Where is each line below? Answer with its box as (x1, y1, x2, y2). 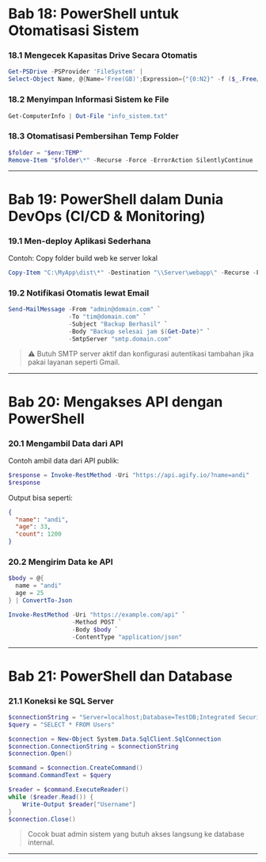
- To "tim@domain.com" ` (68, 312, 147, 321)
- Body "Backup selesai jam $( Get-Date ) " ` (68, 327, 211, 335)
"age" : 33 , (15, 523, 51, 531)
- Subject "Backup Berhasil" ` (68, 320, 169, 328)
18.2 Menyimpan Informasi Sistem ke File (8, 94, 169, 105)
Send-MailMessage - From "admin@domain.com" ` (8, 306, 161, 314)
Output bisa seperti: (8, 493, 73, 502)
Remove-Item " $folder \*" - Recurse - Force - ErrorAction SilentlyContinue (8, 156, 253, 164)
